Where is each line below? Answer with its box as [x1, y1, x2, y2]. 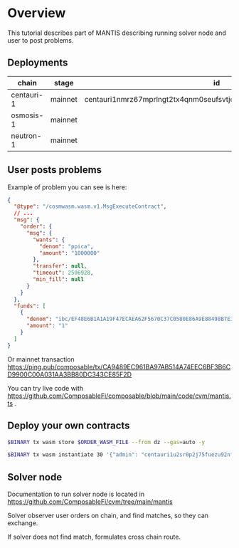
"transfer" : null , [33, 263, 87, 270]
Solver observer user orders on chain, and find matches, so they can [7, 511, 208, 520]
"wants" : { [33, 236, 65, 243]
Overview [7, 5, 66, 21]
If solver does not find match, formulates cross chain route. [7, 532, 181, 542]
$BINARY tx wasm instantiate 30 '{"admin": [7, 451, 139, 458]
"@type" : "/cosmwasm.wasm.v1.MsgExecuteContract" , [14, 203, 167, 211]
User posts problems [7, 164, 102, 176]
